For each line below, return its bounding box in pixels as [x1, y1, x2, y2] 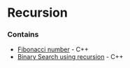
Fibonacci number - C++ [17, 45, 89, 53]
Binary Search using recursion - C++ [17, 53, 124, 61]
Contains [7, 30, 39, 40]
